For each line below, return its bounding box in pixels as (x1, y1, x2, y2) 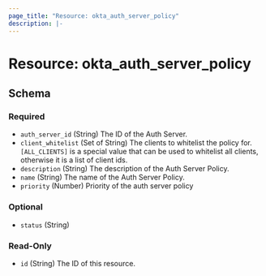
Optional (8, 201, 43, 213)
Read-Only (8, 240, 53, 252)
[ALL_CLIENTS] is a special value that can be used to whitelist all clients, (19, 147, 259, 157)
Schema (8, 87, 51, 101)
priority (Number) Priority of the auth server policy (19, 181, 194, 191)
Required (8, 111, 45, 122)
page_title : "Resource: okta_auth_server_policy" (8, 11, 180, 20)
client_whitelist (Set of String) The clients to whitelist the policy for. (19, 138, 253, 148)
